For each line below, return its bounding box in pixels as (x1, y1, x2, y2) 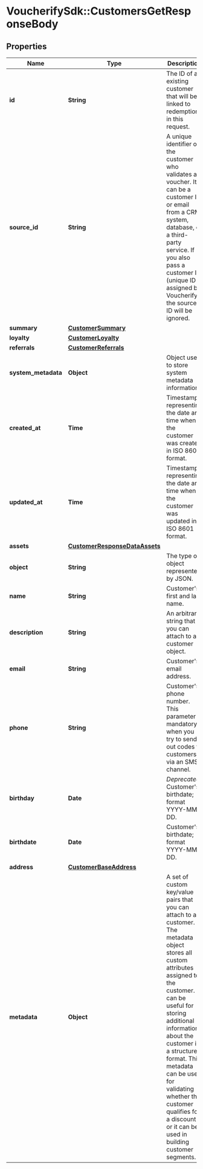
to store (166, 361, 188, 369)
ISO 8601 (166, 525, 195, 532)
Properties (6, 41, 47, 51)
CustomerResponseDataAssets (68, 542, 161, 550)
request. (166, 122, 190, 131)
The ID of (166, 70, 193, 78)
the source (166, 299, 197, 307)
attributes (166, 964, 194, 972)
